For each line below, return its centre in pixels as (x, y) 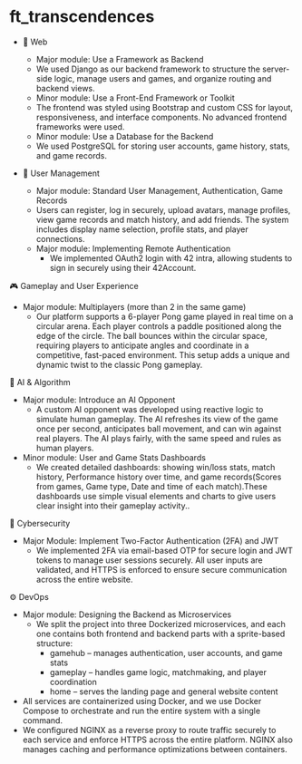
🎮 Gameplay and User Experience (74, 285)
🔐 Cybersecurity (40, 523)
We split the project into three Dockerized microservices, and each (161, 624)
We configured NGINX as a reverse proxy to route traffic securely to (149, 730)
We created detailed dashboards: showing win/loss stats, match (156, 467)
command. (43, 720)
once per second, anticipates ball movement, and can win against (159, 429)
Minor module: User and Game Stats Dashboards (114, 457)
